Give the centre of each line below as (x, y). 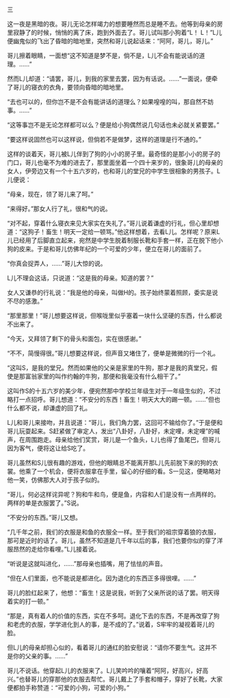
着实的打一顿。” (28, 601)
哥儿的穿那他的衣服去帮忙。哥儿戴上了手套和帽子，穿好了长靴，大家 (127, 679)
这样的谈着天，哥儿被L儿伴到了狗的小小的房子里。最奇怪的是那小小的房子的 (114, 154)
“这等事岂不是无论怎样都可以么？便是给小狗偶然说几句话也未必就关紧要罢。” (113, 125)
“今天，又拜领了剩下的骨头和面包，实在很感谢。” (74, 339)
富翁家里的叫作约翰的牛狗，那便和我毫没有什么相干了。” (103, 376)
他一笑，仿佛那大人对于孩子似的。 (55, 480)
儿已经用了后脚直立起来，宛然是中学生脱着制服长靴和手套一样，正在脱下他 (112, 240)
